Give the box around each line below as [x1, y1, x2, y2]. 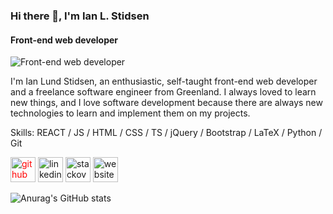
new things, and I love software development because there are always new [10, 97, 323, 109]
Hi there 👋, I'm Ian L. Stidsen [10, 9, 150, 23]
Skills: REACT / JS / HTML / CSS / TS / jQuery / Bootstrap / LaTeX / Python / [10, 127, 323, 139]
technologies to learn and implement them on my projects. [10, 107, 251, 119]
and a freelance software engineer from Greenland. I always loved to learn [10, 86, 317, 98]
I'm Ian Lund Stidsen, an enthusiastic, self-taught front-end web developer [10, 75, 318, 88]
